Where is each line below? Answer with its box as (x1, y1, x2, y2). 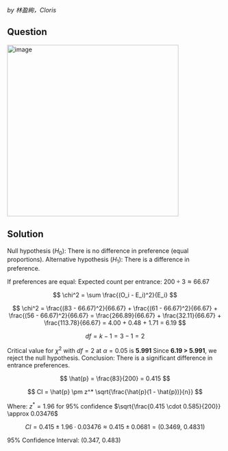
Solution (7, 228, 44, 240)
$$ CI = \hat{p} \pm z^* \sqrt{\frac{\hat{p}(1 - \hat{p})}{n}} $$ (27, 387, 203, 395)
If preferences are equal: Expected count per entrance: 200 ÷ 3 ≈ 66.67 (7, 278, 210, 286)
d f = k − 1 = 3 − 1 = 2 (85, 332, 145, 341)
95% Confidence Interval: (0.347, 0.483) (7, 436, 121, 444)
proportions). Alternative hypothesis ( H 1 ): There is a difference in (7, 256, 190, 265)
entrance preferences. (7, 361, 71, 369)
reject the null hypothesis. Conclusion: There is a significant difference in (7, 354, 213, 362)
